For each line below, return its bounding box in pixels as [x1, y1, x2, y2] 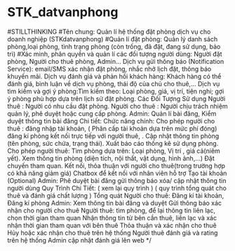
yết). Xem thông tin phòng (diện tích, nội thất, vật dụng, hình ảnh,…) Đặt [7, 154, 215, 162]
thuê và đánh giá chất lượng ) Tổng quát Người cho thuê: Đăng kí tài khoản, [7, 191, 224, 200]
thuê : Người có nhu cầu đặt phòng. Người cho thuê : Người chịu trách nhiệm [7, 102, 228, 110]
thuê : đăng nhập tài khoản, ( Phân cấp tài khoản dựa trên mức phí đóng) [7, 124, 217, 133]
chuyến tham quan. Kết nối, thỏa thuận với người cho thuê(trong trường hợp [7, 161, 226, 170]
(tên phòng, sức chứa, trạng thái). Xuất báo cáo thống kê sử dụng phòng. [7, 139, 219, 147]
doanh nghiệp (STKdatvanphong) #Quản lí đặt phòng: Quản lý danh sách [7, 34, 218, 43]
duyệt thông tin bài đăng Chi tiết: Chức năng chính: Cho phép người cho [7, 116, 215, 125]
